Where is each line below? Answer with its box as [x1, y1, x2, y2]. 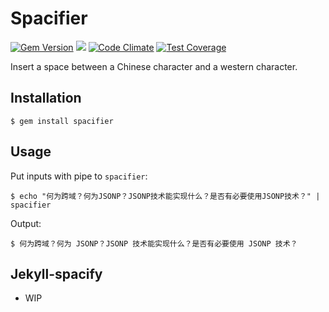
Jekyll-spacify [10, 265, 103, 282]
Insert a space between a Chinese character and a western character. [10, 60, 298, 72]
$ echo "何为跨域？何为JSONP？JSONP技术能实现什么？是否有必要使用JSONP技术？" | [10, 191, 321, 201]
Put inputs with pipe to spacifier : [10, 170, 148, 182]
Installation [10, 90, 82, 107]
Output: [10, 217, 42, 229]
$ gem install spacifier [10, 116, 114, 126]
